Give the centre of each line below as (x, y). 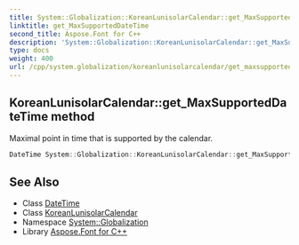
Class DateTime (51, 203)
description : (33, 42)
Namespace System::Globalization (85, 222)
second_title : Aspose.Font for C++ (75, 34)
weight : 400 (31, 59)
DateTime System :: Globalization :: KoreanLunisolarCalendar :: (123, 154)
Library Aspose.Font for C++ (74, 232)
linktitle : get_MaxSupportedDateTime (79, 26)
